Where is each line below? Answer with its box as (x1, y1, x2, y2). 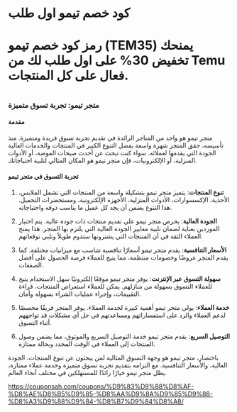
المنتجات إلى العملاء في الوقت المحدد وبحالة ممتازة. (18, 339, 155, 348)
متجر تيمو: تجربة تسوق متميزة (8, 100, 100, 110)
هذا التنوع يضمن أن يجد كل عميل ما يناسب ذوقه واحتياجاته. (18, 203, 172, 211)
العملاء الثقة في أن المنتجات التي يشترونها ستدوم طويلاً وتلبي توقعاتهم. (18, 232, 203, 240)
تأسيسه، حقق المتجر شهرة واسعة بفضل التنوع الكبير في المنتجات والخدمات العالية (8, 140, 224, 150)
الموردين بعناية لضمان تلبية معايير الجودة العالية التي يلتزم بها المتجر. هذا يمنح (18, 224, 220, 233)
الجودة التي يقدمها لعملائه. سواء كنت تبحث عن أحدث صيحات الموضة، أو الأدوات (8, 148, 216, 157)
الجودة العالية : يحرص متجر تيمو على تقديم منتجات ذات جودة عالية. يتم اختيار (18, 216, 217, 225)
